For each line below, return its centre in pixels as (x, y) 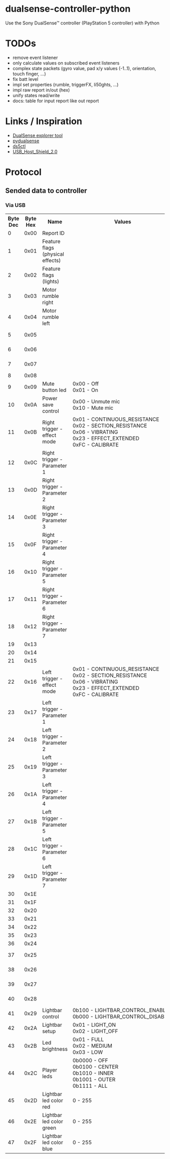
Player (50, 1070)
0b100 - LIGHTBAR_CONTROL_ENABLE (121, 1010)
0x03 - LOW (88, 1052)
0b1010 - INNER (93, 1073)
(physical (53, 254)
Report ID (53, 233)
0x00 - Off (86, 383)
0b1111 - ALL (90, 1086)
